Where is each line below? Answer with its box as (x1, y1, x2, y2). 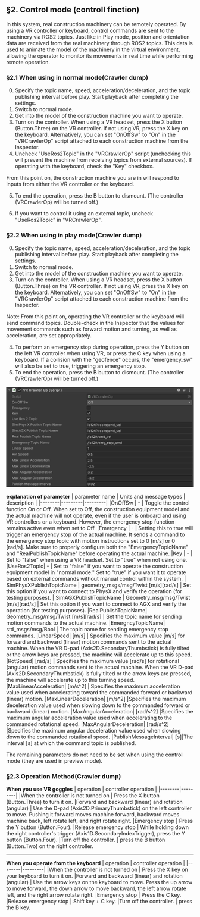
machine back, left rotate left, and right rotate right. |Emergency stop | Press (6, 818, 193, 825)
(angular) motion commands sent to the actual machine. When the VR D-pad (6, 664, 194, 671)
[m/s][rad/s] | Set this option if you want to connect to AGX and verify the (6, 600, 186, 608)
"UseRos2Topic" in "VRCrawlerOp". (14, 217, 102, 224)
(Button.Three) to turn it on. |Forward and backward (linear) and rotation (6, 799, 183, 806)
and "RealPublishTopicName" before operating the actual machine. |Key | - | (6, 550, 193, 557)
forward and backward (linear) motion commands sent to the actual (6, 639, 172, 646)
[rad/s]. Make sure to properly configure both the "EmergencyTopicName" (6, 544, 189, 551)
